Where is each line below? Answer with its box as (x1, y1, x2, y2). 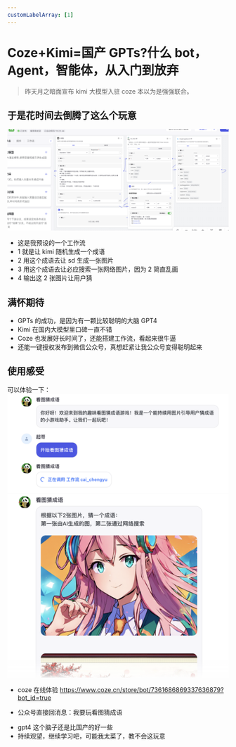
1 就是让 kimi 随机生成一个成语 (17, 247, 105, 256)
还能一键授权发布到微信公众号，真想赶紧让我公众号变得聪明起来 (17, 343, 202, 351)
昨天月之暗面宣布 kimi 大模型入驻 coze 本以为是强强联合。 (24, 87, 193, 95)
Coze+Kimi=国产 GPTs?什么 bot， (7, 44, 207, 61)
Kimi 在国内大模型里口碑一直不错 (17, 325, 112, 334)
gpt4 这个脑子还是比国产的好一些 (17, 723, 114, 732)
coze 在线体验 (17, 686, 58, 694)
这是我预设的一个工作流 (17, 239, 86, 247)
